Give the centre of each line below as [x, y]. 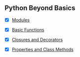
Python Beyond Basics [40, 8]
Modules [21, 20]
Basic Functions [28, 29]
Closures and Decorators [37, 39]
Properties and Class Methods [42, 49]
